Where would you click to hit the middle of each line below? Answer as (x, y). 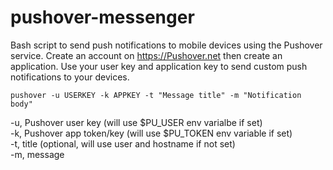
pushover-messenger (102, 17)
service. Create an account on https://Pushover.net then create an (146, 55)
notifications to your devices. (70, 77)
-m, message (37, 154)
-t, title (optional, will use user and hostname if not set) (123, 143)
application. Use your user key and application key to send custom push (159, 66)
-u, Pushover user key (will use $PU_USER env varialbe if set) (136, 122)
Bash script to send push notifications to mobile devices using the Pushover (166, 45)
